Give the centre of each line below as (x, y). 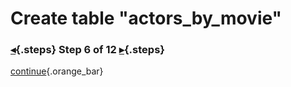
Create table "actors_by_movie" (146, 18)
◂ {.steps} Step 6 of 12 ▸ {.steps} (87, 50)
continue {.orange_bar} (57, 71)
